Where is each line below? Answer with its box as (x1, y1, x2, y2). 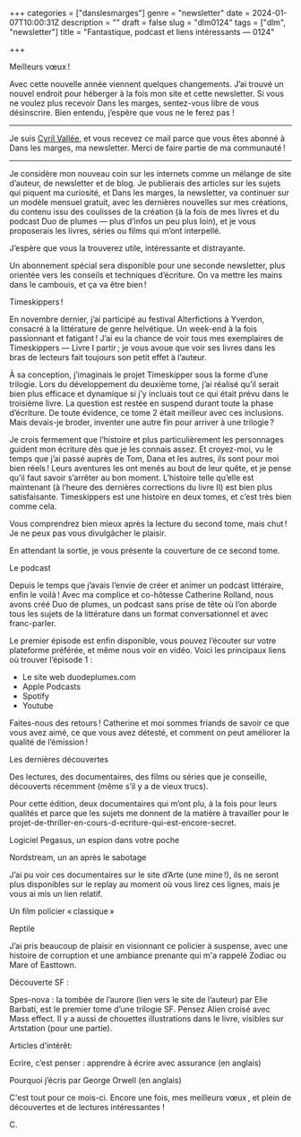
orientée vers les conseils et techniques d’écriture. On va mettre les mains (9, 270, 283, 280)
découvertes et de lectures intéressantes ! (9, 1102, 166, 1112)
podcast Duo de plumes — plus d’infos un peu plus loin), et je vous (9, 216, 257, 227)
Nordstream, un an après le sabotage (9, 852, 147, 863)
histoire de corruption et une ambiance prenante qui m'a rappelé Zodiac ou (9, 950, 287, 960)
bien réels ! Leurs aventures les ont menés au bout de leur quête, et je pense (9, 463, 292, 473)
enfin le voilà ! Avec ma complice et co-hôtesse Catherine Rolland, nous (9, 590, 274, 599)
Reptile (9, 923, 36, 934)
